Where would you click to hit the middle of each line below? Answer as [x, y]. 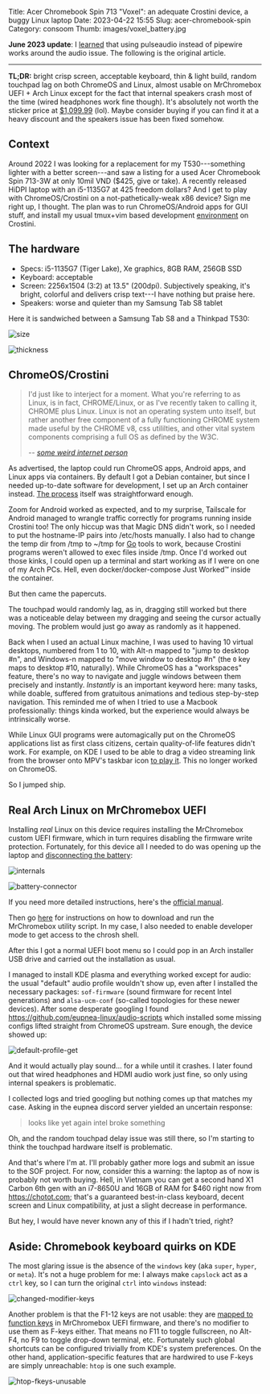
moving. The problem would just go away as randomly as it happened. [125, 626]
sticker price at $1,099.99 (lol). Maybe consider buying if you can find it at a [134, 110]
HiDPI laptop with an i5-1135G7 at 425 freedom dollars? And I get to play [128, 189]
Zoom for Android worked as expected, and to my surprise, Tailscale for [127, 510]
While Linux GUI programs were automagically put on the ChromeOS [122, 735]
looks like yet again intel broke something [96, 1123]
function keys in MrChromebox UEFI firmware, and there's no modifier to [129, 1323]
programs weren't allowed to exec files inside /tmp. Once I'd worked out [128, 552]
